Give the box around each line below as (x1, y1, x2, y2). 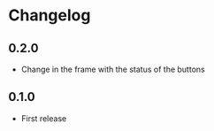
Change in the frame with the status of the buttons (20, 64, 205, 74)
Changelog (8, 5, 91, 26)
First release (20, 112, 67, 124)
